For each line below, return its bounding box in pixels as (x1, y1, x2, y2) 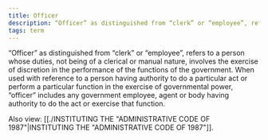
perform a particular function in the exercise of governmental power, (8, 82, 234, 91)
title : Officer (8, 11, 59, 20)
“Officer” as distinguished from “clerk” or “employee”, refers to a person (8, 49, 245, 58)
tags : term (8, 26, 45, 34)
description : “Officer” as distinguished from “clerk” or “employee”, (8, 19, 248, 27)
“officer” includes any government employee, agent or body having (8, 91, 230, 100)
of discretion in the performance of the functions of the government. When (8, 65, 255, 75)
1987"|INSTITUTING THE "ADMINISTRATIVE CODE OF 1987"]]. (8, 122, 214, 132)
